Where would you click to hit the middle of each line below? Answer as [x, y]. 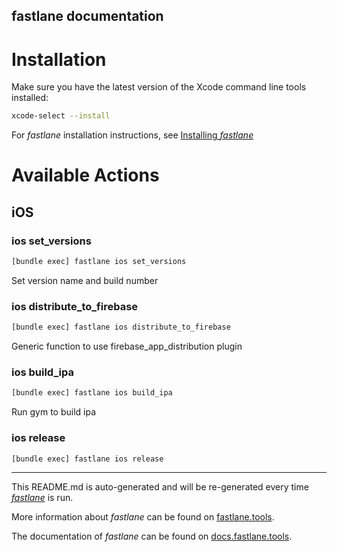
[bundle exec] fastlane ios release [87, 459]
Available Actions [85, 175]
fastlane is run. [42, 498]
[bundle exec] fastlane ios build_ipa [92, 393]
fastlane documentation [87, 16]
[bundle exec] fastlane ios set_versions [99, 262]
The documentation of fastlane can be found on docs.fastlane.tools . [152, 536]
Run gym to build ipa [54, 412]
